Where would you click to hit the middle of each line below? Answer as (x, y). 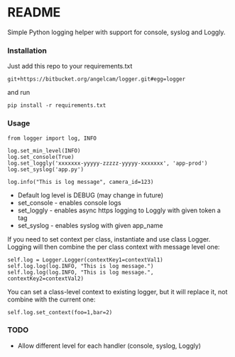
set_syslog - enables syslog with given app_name (90, 225)
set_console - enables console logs (70, 202)
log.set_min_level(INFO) (44, 150)
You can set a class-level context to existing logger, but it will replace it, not (117, 291)
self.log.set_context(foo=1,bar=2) (60, 312)
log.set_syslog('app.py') (45, 169)
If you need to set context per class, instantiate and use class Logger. (109, 239)
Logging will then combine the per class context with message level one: (114, 247)
